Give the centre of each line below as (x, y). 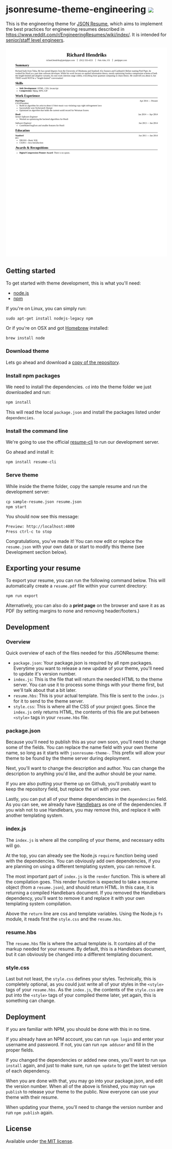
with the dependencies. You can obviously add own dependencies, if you (83, 861)
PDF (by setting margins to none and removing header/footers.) (73, 611)
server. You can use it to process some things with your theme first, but (89, 685)
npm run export (22, 596)
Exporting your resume (43, 568)
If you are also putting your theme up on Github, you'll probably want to (81, 784)
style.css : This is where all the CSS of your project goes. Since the (84, 707)
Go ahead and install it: (30, 452)
